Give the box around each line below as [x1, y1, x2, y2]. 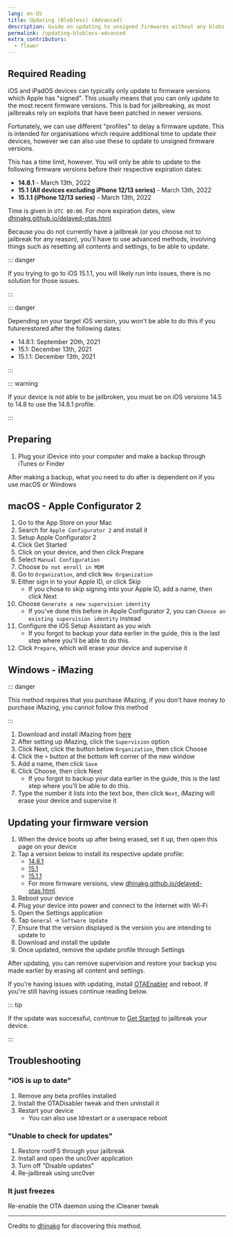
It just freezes [8, 1186, 55, 1195]
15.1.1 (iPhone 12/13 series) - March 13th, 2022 [17, 193, 151, 201]
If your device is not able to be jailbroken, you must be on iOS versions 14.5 [8, 393, 222, 401]
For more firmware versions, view [28, 879, 124, 888]
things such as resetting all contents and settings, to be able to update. [8, 242, 210, 250]
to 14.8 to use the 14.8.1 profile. [8, 400, 95, 408]
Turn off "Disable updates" [17, 1161, 95, 1170]
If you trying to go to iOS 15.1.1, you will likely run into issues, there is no [8, 268, 211, 278]
